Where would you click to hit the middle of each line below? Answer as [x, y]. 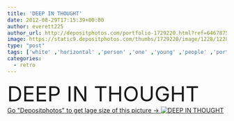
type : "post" [26, 46]
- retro [25, 65]
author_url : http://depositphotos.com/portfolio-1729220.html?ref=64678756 [119, 33]
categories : [24, 59]
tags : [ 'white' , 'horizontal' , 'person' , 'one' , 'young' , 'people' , [110, 53]
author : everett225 [36, 26]
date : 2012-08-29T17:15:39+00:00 [56, 20]
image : [17, 39]
